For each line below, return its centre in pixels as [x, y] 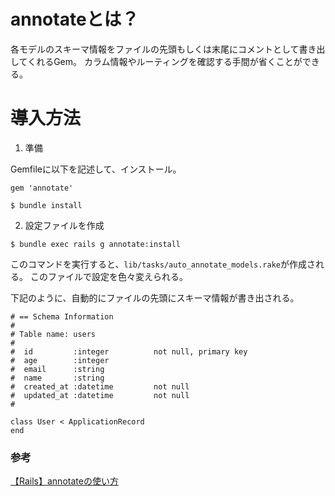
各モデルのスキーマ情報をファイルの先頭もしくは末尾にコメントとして [155, 49]
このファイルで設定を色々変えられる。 [108, 276]
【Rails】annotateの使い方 [64, 481]
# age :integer [60, 360]
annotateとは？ [75, 19]
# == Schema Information [62, 316]
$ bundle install [46, 205]
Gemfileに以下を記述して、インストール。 [96, 169]
